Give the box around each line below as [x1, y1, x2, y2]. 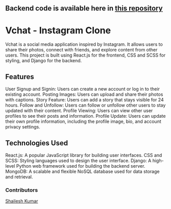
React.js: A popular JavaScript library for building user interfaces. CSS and [5, 152, 162, 158]
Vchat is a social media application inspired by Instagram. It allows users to [5, 41, 163, 47]
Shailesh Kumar [5, 198, 38, 204]
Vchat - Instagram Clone [5, 24, 111, 36]
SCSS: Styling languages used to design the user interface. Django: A [5, 158, 152, 164]
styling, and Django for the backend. [5, 58, 82, 64]
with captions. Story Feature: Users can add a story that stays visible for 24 [5, 97, 164, 103]
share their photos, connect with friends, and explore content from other [5, 47, 158, 53]
